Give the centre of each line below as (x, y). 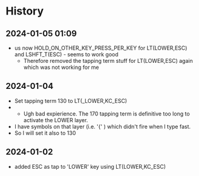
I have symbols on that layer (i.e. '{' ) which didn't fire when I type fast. (103, 126)
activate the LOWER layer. (56, 120)
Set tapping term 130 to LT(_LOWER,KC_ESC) (71, 100)
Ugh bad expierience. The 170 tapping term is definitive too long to (106, 114)
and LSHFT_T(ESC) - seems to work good (66, 54)
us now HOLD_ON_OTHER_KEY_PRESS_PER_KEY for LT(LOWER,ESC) (101, 48)
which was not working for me (61, 67)
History (25, 11)
